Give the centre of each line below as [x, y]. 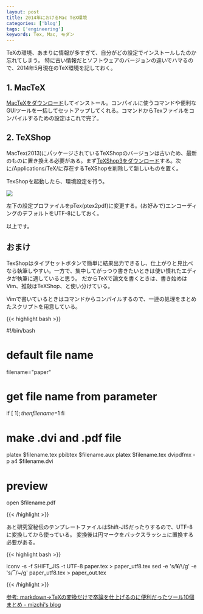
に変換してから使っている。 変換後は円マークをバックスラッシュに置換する [100, 535]
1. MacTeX [26, 87]
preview [27, 486]
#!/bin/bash [21, 330]
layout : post [23, 12]
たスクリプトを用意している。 [43, 306]
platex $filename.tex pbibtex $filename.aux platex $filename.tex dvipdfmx [99, 455]
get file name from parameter [82, 396]
